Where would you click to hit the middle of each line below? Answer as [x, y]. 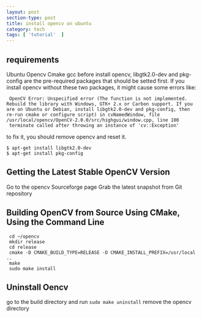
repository [19, 193]
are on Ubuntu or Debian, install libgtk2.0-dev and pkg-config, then [98, 109]
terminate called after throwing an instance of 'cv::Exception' [94, 125]
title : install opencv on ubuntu [49, 23]
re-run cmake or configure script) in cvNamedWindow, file [83, 115]
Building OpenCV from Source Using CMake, [93, 213]
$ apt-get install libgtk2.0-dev [49, 148]
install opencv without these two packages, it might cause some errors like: [102, 87]
